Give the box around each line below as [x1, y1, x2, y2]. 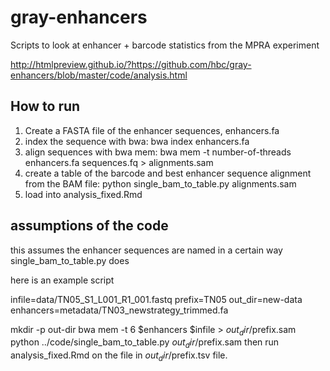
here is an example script [10, 274, 115, 286]
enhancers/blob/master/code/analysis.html [10, 69, 188, 81]
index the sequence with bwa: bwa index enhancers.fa [24, 135, 250, 147]
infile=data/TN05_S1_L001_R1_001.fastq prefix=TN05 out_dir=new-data [10, 293, 303, 305]
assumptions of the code [10, 217, 169, 235]
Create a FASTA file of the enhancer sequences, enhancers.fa [24, 124, 280, 136]
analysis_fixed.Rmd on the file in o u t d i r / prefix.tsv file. [10, 349, 228, 363]
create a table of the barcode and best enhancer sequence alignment [24, 167, 312, 179]
